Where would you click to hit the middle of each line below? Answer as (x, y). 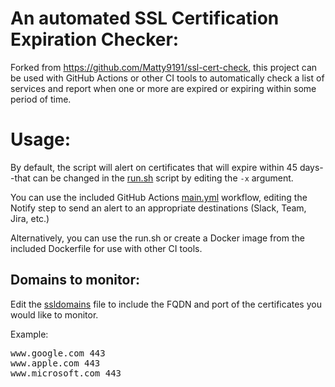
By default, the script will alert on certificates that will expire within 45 (154, 167)
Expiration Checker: (95, 39)
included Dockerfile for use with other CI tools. (106, 248)
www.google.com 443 (58, 353)
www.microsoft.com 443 (66, 373)
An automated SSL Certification (145, 18)
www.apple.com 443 (55, 363)
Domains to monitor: (75, 280)
